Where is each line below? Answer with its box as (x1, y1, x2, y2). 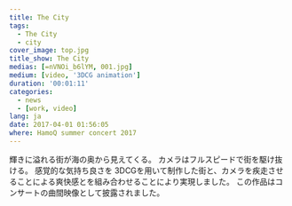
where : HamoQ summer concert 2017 (9, 129, 138, 138)
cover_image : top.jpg (9, 46, 90, 55)
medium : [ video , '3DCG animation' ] (9, 71, 141, 80)
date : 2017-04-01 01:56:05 (9, 121, 109, 130)
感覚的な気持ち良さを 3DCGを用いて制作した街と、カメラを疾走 (34, 165, 269, 176)
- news (17, 95, 42, 105)
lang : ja (9, 112, 42, 121)
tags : (9, 21, 29, 30)
